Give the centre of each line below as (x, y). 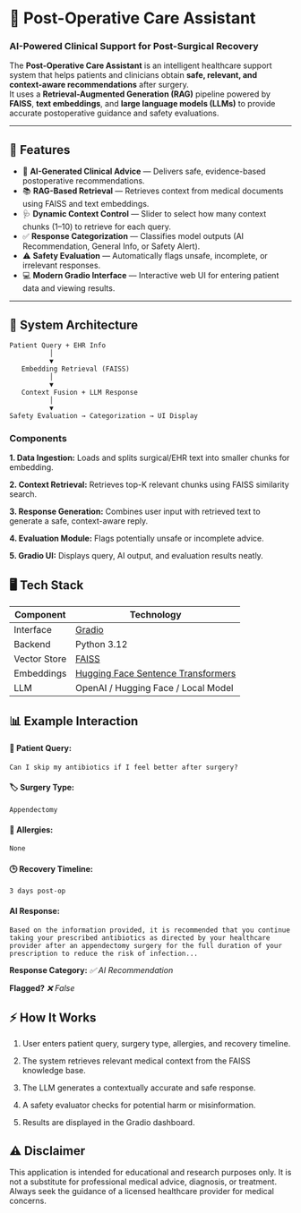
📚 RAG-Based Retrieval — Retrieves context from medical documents (153, 191)
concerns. (28, 1201)
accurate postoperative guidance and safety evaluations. (114, 113)
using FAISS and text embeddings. (86, 204)
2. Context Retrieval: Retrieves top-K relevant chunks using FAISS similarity (149, 485)
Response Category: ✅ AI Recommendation (91, 970)
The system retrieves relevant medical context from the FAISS (136, 1061)
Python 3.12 (101, 645)
